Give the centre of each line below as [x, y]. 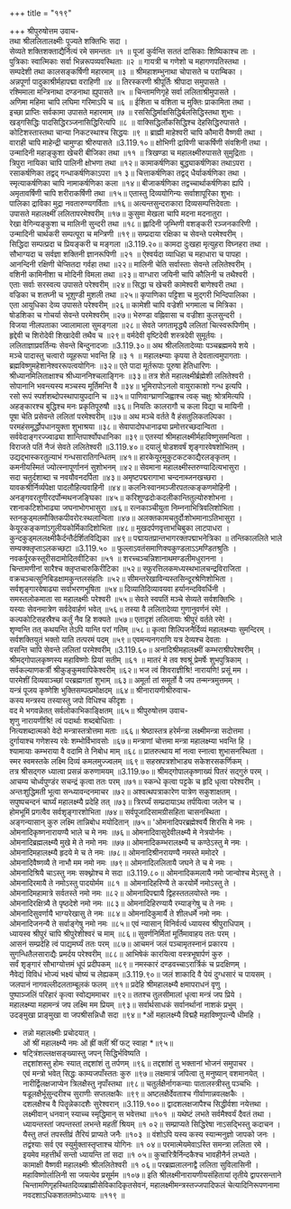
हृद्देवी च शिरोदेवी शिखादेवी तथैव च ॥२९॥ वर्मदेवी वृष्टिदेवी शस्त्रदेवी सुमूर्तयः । [116, 335]
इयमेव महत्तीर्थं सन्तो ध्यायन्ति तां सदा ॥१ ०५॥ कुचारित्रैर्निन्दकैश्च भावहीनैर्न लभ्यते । [140, 1154]
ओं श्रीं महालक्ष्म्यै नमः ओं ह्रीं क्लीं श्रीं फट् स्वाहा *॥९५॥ [98, 1043]
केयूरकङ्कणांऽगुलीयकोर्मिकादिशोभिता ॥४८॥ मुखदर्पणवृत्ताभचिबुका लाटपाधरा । [119, 528]
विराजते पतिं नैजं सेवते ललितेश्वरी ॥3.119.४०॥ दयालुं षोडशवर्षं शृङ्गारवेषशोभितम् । [127, 447]
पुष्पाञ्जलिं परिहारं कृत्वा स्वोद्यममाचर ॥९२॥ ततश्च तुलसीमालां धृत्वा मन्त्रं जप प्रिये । [126, 994]
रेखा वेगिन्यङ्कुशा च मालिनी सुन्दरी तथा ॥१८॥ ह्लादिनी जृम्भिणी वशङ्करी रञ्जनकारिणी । [134, 224]
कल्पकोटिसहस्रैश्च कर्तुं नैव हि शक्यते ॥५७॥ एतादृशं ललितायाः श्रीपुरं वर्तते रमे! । [121, 619]
